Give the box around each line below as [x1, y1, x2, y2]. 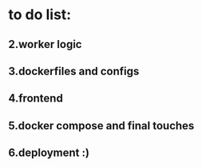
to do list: [8, 6, 72, 24]
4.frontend [8, 92, 64, 105]
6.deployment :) [8, 146, 90, 160]
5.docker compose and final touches [8, 118, 195, 133]
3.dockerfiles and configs [8, 64, 140, 78]
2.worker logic [8, 38, 82, 51]
